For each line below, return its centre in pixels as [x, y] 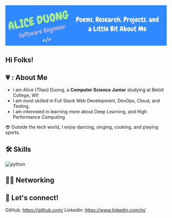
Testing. [21, 106]
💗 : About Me [26, 77]
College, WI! [26, 95]
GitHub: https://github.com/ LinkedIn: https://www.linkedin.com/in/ [76, 210]
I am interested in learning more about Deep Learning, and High [80, 112]
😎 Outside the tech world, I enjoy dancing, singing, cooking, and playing [82, 127]
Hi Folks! [19, 60]
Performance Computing [39, 117]
